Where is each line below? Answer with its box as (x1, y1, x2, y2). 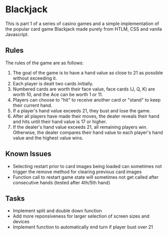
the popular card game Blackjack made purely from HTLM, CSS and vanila (5, 26, 162, 32)
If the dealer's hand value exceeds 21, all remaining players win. (12, 124, 148, 130)
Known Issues (5, 150, 52, 158)
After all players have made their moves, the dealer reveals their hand (12, 113, 160, 119)
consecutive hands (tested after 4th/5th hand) (12, 179, 110, 185)
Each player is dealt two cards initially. (12, 80, 94, 86)
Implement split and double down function (12, 208, 102, 214)
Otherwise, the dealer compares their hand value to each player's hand (12, 129, 163, 135)
